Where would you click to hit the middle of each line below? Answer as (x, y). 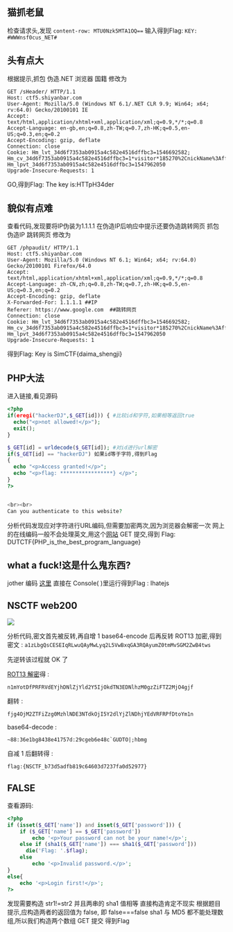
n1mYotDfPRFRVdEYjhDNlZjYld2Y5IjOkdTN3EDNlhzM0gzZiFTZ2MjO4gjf (101, 688)
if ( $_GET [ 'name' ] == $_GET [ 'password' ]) (80, 831)
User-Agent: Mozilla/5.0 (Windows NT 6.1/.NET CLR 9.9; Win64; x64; (108, 104)
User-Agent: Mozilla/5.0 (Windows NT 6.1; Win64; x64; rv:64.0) (102, 260)
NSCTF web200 (42, 605)
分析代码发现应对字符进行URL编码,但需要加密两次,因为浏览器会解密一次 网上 (116, 525)
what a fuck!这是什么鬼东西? (69, 565)
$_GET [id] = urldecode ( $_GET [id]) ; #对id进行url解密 (82, 447)
